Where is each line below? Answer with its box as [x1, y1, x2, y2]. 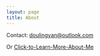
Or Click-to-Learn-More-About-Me [6, 43, 94, 51]
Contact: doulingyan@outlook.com [6, 31, 94, 38]
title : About [6, 15, 40, 21]
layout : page [6, 9, 40, 15]
